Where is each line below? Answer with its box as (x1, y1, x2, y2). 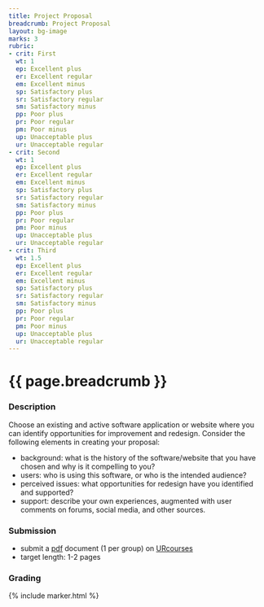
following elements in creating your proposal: (8, 437, 161, 447)
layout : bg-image (8, 27, 68, 35)
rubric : (8, 42, 35, 50)
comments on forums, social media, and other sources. (20, 504, 206, 514)
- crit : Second (8, 148, 60, 156)
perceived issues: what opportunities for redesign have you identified (20, 478, 254, 488)
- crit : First (8, 50, 57, 58)
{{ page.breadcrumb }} (8, 372, 168, 391)
